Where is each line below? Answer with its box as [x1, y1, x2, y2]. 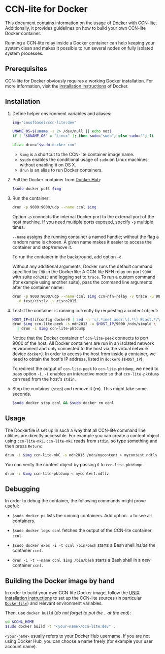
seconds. [12, 391, 32, 397]
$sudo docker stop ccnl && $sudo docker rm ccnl [12, 401, 114, 406]
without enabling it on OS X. [19, 162, 76, 168]
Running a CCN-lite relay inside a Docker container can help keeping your [5, 40, 155, 45]
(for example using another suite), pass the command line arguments [12, 279, 153, 285]
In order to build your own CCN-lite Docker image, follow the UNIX [5, 590, 140, 596]
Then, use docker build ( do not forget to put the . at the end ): [5, 610, 132, 616]
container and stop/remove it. [12, 244, 72, 250]
